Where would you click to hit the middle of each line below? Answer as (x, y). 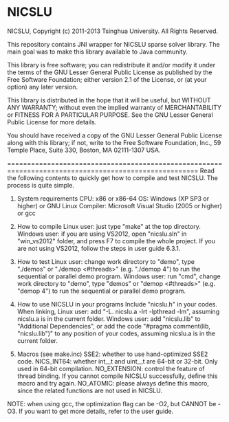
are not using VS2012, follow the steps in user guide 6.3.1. (99, 248)
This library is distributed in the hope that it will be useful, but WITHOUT (109, 100)
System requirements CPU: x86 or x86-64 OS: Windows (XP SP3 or (113, 198)
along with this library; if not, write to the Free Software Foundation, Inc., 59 (114, 142)
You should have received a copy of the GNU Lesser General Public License (115, 135)
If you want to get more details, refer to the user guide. (96, 411)
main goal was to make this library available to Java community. (97, 52)
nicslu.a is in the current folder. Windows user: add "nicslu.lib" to (109, 319)
